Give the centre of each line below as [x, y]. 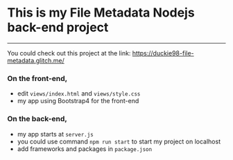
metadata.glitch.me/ [36, 60]
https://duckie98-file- [163, 53]
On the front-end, [37, 78]
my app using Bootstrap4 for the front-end [78, 101]
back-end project [58, 27]
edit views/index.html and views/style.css [79, 94]
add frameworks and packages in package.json [85, 149]
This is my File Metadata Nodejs [101, 13]
